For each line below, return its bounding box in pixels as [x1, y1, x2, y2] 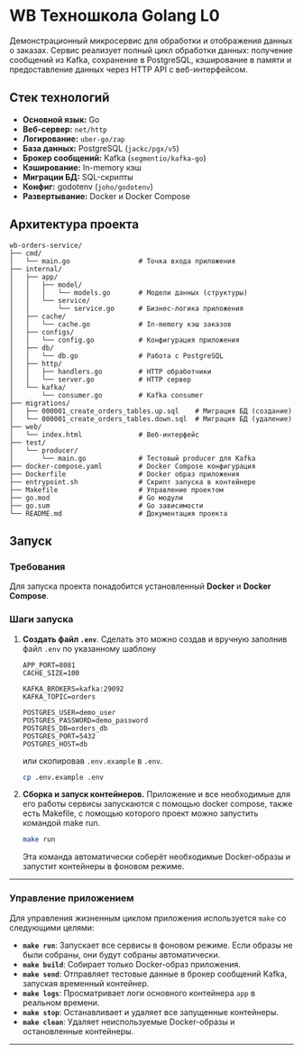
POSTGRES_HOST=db [22, 739, 88, 748]
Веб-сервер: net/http [22, 124, 108, 134]
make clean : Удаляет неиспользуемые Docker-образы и [22, 1016, 235, 1027]
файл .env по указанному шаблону [22, 643, 157, 654]
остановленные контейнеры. [22, 1025, 134, 1037]
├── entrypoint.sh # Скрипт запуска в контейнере [9, 477, 256, 487]
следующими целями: [9, 921, 95, 933]
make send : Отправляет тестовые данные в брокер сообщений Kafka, [22, 968, 288, 979]
